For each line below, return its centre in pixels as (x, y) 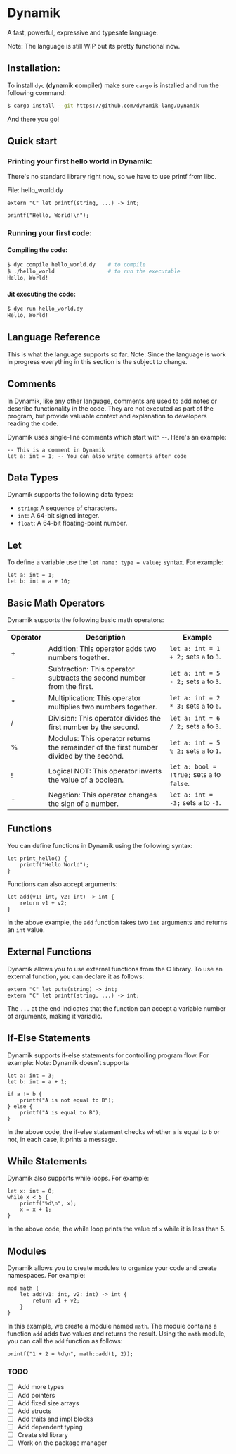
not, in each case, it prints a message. (62, 1139)
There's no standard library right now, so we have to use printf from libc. (112, 177)
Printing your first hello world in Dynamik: (80, 161)
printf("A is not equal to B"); (67, 1100)
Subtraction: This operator (92, 669)
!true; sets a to (195, 775)
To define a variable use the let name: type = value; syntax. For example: (116, 562)
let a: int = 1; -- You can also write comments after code (97, 456)
